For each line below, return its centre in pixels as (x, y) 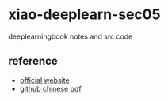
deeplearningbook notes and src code (71, 36)
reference (33, 61)
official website (44, 80)
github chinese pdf (50, 88)
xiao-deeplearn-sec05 (84, 15)
